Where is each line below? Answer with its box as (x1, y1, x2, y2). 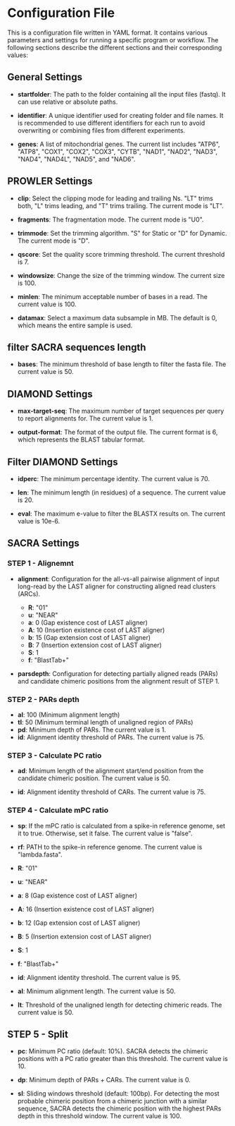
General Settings (7, 71, 83, 83)
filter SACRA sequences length (7, 341, 146, 353)
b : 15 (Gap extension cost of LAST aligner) (27, 633, 151, 641)
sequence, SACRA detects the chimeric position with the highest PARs (17, 1104, 222, 1113)
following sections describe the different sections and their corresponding (7, 43, 222, 52)
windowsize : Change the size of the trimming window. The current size (17, 271, 225, 279)
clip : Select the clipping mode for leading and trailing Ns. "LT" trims (17, 194, 213, 202)
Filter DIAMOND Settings (7, 456, 118, 468)
